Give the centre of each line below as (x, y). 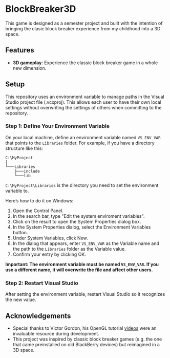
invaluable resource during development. (56, 333)
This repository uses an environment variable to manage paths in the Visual (85, 97)
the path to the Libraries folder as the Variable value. (69, 249)
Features (20, 50)
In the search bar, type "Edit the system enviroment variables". (79, 216)
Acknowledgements (38, 316)
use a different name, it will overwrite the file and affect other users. (79, 270)
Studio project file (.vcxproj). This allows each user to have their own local (83, 102)
